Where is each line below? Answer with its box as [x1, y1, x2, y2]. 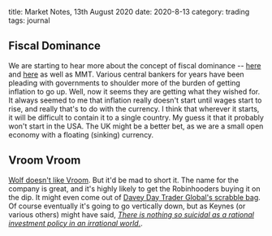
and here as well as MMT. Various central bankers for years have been [8, 69, 245, 79]
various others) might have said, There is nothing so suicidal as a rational [8, 209, 254, 219]
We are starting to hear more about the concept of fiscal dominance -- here [8, 60, 261, 70]
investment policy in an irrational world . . [8, 218, 144, 228]
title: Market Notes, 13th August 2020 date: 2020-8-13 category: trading [8, 7, 250, 16]
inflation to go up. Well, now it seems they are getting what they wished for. [8, 86, 261, 96]
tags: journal [8, 15, 50, 25]
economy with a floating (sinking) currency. [8, 129, 154, 139]
